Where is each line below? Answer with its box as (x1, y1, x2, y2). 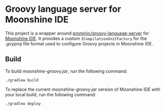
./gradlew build (5, 77, 39, 82)
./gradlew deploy (5, 101, 41, 106)
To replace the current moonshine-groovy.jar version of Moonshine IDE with (5, 86, 161, 92)
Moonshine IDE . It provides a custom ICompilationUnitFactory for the (5, 36, 147, 41)
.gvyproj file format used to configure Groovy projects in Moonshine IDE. (5, 40, 154, 46)
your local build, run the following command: (5, 91, 96, 97)
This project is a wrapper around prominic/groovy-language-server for (5, 30, 150, 36)
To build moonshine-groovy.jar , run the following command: (5, 68, 128, 74)
